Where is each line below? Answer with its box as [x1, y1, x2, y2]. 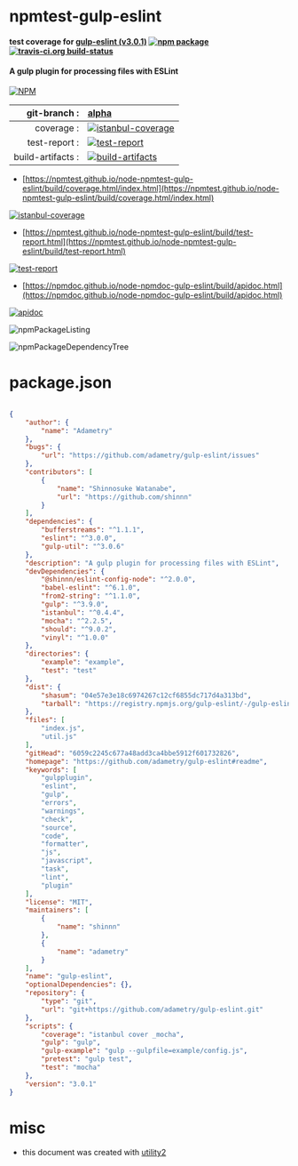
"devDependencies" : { [25, 567, 105, 575]
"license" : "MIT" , [25, 897, 93, 906]
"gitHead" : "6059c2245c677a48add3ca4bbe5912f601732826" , [25, 749, 240, 758]
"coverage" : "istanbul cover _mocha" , [41, 1030, 184, 1039]
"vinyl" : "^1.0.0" [41, 633, 109, 642]
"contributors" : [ [25, 468, 93, 477]
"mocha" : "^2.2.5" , [41, 616, 114, 625]
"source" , [41, 823, 77, 832]
